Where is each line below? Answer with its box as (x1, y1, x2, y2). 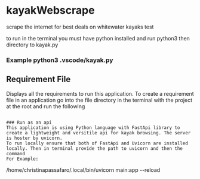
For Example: (6, 156, 39, 162)
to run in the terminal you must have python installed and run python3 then (6, 34, 190, 42)
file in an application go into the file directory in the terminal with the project (6, 96, 193, 103)
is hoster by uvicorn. (6, 135, 63, 141)
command (6, 150, 26, 156)
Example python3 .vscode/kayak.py (6, 56, 113, 64)
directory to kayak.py (6, 41, 59, 48)
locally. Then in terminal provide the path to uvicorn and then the (6, 145, 183, 152)
